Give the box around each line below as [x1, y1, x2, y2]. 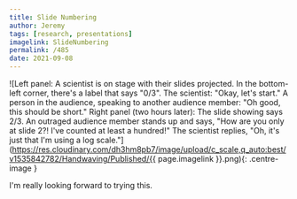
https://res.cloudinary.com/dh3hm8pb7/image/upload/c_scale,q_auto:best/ [12, 144, 286, 155]
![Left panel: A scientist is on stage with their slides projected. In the [9, 79, 257, 88]
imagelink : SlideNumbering [9, 37, 109, 47]
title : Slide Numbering [9, 12, 98, 22]
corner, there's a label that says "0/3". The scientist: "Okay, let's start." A [22, 88, 288, 98]
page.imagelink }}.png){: [158, 154, 248, 164]
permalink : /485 [9, 46, 69, 55]
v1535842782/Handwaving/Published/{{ [9, 154, 157, 164]
